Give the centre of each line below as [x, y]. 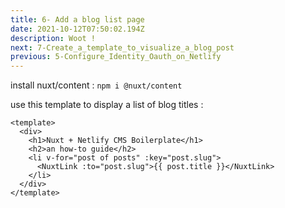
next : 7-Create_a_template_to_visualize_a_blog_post [122, 47]
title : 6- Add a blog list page [77, 19]
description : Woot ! [53, 38]
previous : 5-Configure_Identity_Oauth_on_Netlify [116, 57]
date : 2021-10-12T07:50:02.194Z [77, 29]
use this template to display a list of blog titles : [107, 105]
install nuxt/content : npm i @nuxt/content [96, 85]
